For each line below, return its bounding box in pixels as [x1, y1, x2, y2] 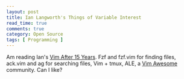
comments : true [6, 25, 45, 32]
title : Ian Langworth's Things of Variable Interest [6, 14, 142, 21]
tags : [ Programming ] [6, 37, 63, 43]
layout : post [6, 8, 39, 15]
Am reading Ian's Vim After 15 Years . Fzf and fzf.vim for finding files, [6, 54, 176, 60]
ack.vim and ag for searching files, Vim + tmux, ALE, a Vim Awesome [6, 60, 178, 67]
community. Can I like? [6, 66, 63, 73]
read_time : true [6, 20, 47, 26]
